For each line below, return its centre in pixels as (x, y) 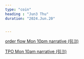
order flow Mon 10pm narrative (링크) (42, 41)
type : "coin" (18, 9)
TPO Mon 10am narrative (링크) (36, 52)
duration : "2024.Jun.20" (30, 18)
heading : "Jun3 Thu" (27, 14)
